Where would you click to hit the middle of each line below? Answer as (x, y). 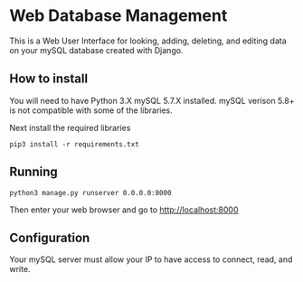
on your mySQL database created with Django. (96, 50)
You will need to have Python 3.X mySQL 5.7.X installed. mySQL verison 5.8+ (152, 100)
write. (20, 269)
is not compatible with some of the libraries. (91, 110)
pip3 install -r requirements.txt (75, 144)
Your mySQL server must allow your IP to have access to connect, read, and (151, 259)
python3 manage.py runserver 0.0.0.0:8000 (90, 193)
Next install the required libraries (70, 127)
